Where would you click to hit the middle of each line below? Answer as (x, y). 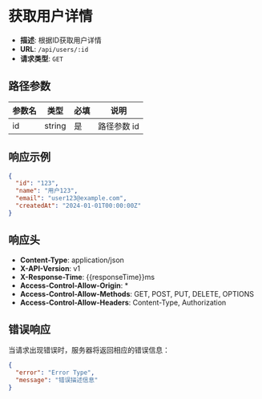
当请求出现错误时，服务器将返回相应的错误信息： (89, 350)
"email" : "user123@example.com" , (71, 198)
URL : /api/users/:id (54, 49)
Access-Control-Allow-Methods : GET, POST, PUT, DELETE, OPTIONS (137, 293)
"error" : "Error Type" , (55, 373)
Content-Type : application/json (72, 260)
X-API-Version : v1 (50, 268)
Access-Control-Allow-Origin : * (74, 285)
